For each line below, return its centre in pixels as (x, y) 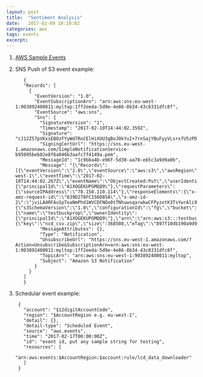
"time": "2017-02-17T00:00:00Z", (65, 336)
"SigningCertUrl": (63, 144)
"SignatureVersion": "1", (72, 123)
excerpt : (17, 40)
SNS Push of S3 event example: (55, 69)
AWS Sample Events (40, 57)
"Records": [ (40, 86)
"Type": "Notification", (71, 234)
